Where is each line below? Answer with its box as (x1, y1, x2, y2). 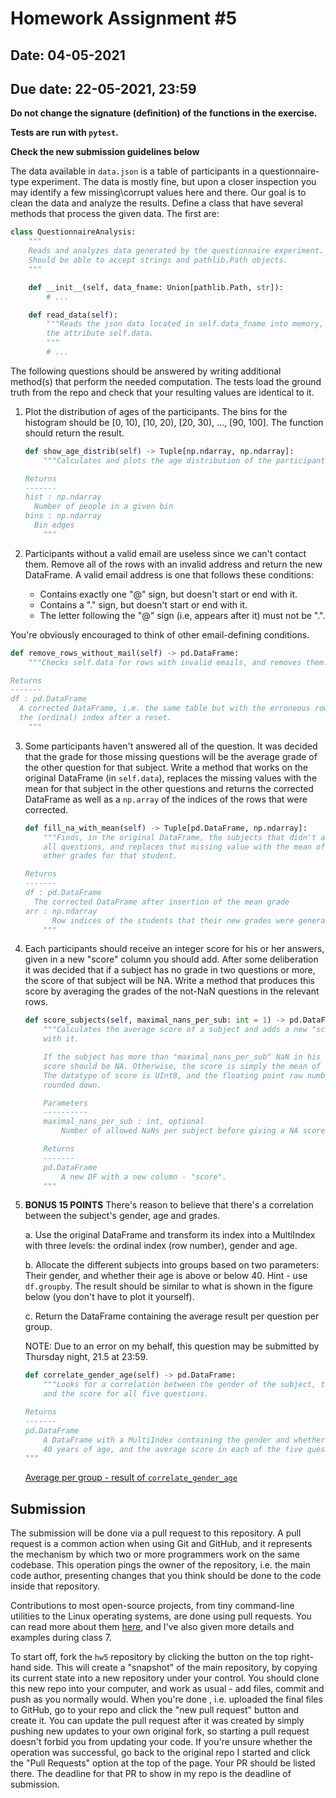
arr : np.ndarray (24, 906, 98, 916)
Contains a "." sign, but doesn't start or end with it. (39, 598, 248, 611)
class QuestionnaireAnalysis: (10, 227, 137, 237)
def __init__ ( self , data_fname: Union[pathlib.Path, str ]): (28, 282, 284, 292)
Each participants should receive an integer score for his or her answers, (24, 943, 325, 955)
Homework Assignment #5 (10, 7, 238, 30)
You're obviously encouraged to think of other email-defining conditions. (10, 628, 310, 641)
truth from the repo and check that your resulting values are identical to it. (10, 386, 315, 398)
